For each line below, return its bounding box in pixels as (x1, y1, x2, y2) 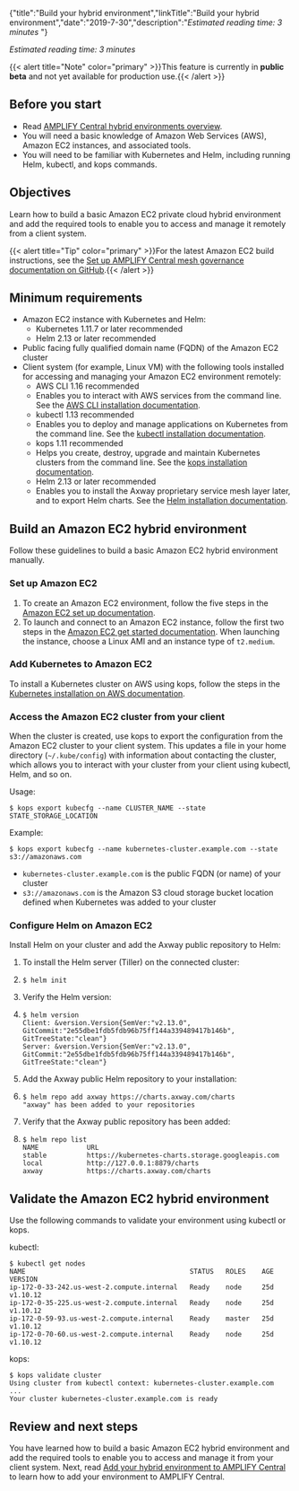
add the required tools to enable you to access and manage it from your (9, 1452, 274, 1463)
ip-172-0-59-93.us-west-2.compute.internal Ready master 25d (9, 1314, 275, 1323)
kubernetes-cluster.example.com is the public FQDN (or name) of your (21, 868, 281, 879)
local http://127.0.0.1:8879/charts (21, 1159, 200, 1168)
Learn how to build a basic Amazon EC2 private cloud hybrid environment (9, 208, 282, 219)
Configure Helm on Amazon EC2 (9, 919, 153, 932)
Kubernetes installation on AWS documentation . (9, 688, 185, 698)
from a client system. (9, 228, 87, 239)
